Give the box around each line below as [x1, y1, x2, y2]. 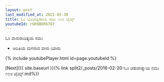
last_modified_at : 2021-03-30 [5, 12, 69, 17]
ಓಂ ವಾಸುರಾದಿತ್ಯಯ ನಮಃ [5, 35, 43, 41]
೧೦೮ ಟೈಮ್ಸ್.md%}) [5, 71, 39, 77]
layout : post [5, 7, 33, 13]
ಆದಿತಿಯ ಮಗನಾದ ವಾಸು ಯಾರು [12, 45, 61, 51]
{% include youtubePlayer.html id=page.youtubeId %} [5, 55, 117, 61]
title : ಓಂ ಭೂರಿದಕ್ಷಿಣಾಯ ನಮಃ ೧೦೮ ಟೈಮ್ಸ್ [5, 17, 75, 22]
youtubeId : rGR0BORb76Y [5, 21, 55, 27]
